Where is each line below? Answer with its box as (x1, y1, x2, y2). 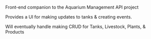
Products (5, 29, 24, 34)
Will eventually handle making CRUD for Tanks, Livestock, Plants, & (5, 23, 146, 29)
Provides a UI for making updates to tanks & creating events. (5, 14, 132, 19)
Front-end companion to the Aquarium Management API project (5, 4, 139, 10)
